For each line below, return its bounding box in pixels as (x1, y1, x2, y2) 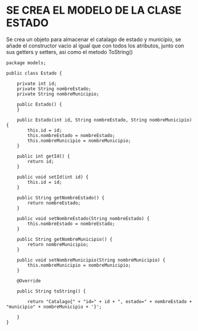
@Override (17, 278, 41, 284)
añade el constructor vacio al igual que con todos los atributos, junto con (6, 42, 184, 49)
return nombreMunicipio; (27, 241, 89, 247)
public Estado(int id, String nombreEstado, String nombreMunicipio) (17, 117, 193, 123)
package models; (6, 60, 46, 66)
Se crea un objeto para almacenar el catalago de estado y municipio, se (6, 36, 181, 43)
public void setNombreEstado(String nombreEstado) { (17, 215, 150, 221)
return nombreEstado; (27, 200, 81, 206)
